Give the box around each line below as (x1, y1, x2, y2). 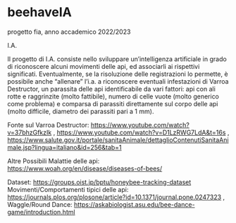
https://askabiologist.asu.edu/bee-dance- (73, 200, 195, 208)
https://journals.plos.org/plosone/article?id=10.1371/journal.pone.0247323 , (7, 193, 225, 201)
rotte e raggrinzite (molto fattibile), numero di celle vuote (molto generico (7, 92, 220, 101)
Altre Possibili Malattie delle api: (7, 156, 100, 165)
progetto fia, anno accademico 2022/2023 (7, 27, 131, 36)
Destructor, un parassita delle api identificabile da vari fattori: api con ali (7, 84, 216, 93)
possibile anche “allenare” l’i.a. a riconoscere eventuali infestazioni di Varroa (7, 77, 229, 85)
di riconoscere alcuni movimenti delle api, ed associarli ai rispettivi (7, 62, 200, 70)
